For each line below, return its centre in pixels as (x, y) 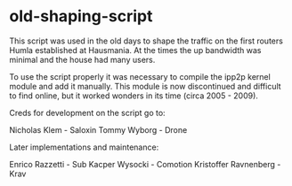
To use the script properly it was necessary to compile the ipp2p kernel (140, 76)
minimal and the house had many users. (82, 59)
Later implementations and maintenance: (84, 147)
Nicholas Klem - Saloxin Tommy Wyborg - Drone (98, 129)
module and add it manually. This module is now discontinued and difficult (146, 86)
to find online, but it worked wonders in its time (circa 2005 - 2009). (134, 96)
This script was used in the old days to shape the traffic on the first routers (146, 41)
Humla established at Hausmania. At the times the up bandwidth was (135, 50)
